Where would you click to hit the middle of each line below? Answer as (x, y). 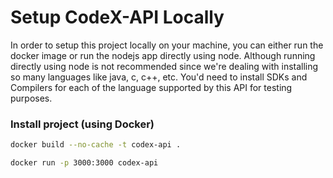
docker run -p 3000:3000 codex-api (84, 163)
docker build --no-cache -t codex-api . (96, 145)
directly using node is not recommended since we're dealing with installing (164, 66)
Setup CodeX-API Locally (117, 17)
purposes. (31, 98)
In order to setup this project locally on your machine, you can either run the (167, 45)
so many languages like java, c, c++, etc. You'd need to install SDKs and (159, 77)
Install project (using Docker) (82, 124)
